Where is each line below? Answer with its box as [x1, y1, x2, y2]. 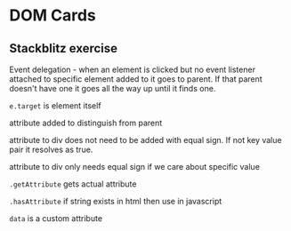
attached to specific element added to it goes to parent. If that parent [9, 74, 263, 84]
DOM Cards [9, 5, 96, 26]
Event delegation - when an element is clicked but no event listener [9, 64, 256, 75]
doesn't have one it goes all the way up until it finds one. [9, 84, 216, 93]
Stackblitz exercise [9, 41, 118, 56]
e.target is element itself [9, 100, 101, 111]
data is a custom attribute [9, 213, 103, 223]
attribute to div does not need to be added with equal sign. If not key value [9, 135, 282, 145]
